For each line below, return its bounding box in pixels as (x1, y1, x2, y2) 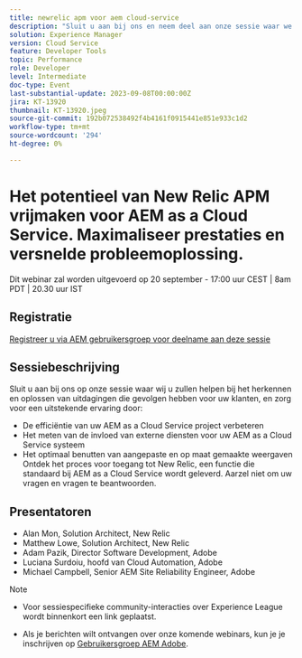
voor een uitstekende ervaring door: (9, 403, 143, 414)
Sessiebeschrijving (9, 359, 120, 375)
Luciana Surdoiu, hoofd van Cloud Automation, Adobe (22, 557, 224, 568)
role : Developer (9, 64, 70, 73)
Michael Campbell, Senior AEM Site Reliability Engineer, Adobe (22, 567, 255, 578)
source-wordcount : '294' (9, 131, 103, 140)
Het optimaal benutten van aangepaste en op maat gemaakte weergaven (22, 449, 293, 460)
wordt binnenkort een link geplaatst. (22, 611, 157, 622)
